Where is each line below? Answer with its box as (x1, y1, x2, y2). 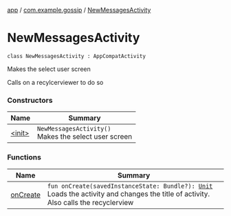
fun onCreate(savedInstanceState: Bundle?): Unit (47, 182, 213, 190)
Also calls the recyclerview (47, 197, 134, 207)
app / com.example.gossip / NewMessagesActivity (7, 6, 151, 14)
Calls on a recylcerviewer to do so (7, 78, 104, 86)
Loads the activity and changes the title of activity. (47, 189, 210, 199)
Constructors (7, 95, 53, 105)
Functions (7, 153, 41, 162)
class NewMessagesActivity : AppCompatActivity (7, 52, 146, 59)
